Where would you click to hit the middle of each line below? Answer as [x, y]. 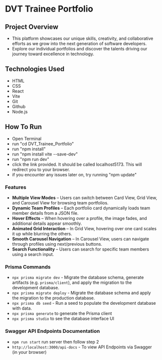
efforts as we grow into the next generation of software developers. [79, 44]
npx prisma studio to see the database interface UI [63, 319]
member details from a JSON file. [45, 213]
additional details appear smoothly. [47, 223]
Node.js [20, 111]
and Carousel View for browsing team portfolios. [60, 203]
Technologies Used [35, 69]
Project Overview [32, 27]
